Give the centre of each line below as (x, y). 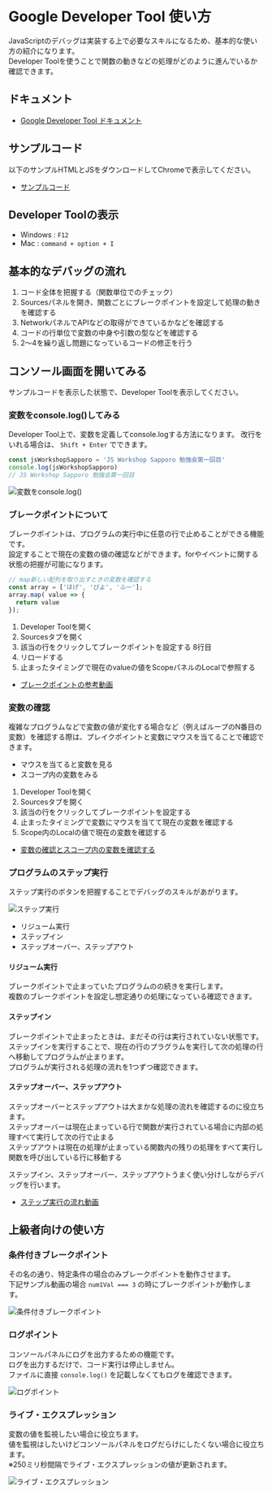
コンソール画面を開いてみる (78, 371)
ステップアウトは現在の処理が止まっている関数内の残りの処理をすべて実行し (136, 1147)
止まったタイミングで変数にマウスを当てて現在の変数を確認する (127, 822)
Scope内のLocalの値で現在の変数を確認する (93, 832)
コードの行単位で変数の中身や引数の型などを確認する (109, 333)
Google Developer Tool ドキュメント (81, 120)
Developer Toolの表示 (64, 215)
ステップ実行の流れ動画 (59, 1202)
